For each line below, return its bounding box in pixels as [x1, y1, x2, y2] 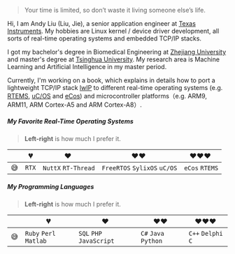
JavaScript [78, 237, 115, 245]
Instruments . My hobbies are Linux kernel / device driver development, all [7, 27, 220, 35]
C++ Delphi [188, 230, 223, 237]
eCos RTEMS [184, 164, 219, 172]
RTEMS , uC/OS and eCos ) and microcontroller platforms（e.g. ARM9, [7, 92, 208, 100]
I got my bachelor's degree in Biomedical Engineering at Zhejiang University [7, 48, 227, 56]
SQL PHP [78, 230, 103, 237]
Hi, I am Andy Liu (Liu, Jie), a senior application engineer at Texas [7, 20, 196, 27]
